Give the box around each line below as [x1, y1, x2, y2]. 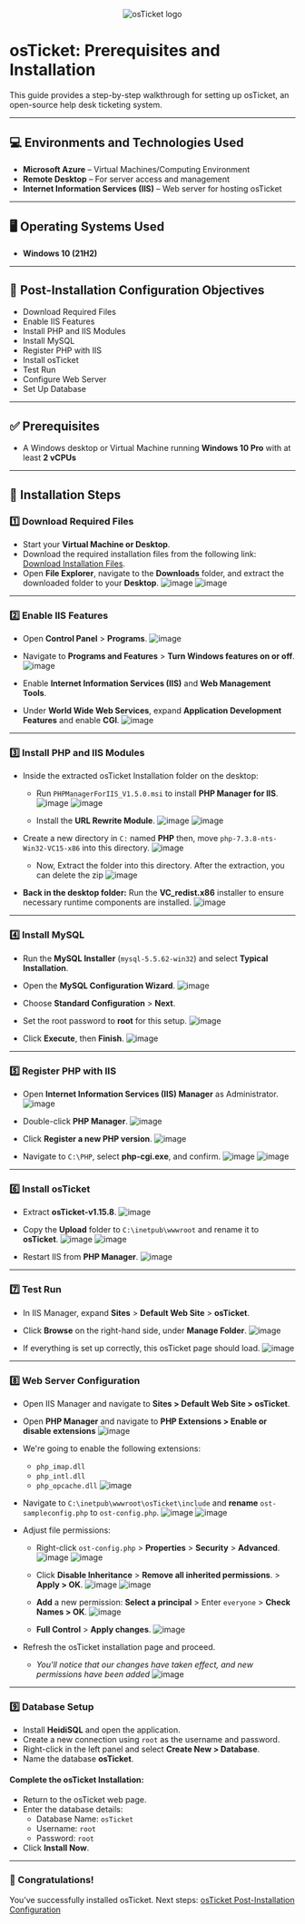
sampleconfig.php [22, 1508, 89, 1517]
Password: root [35, 1833, 94, 1844]
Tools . [22, 688, 47, 699]
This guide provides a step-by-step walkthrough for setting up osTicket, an [9, 89, 290, 100]
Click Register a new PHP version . [22, 1134, 152, 1144]
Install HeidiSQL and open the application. [22, 1724, 181, 1735]
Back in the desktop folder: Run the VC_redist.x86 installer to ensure [22, 888, 284, 898]
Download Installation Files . [22, 558, 125, 569]
